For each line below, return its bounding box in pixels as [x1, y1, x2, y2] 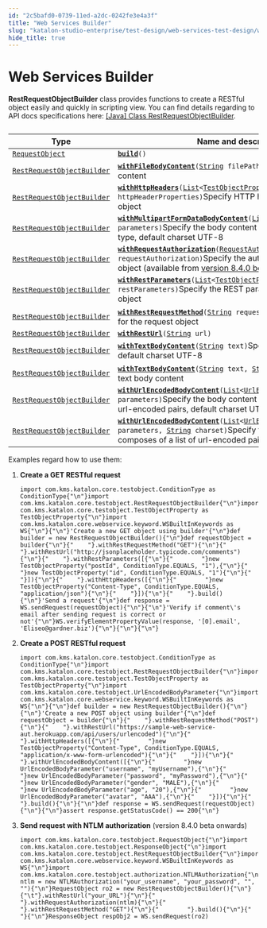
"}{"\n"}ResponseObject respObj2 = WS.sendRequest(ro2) [19, 913, 209, 921]
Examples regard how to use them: [8, 454, 122, 465]
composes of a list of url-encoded [118, 435, 246, 446]
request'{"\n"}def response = [70, 597, 170, 605]
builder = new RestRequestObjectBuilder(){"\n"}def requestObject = [19, 534, 252, 543]
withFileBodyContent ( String [118, 162, 224, 171]
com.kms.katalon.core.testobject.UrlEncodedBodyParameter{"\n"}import [19, 689, 259, 697]
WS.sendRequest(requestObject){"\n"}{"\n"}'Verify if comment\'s [19, 604, 241, 612]
